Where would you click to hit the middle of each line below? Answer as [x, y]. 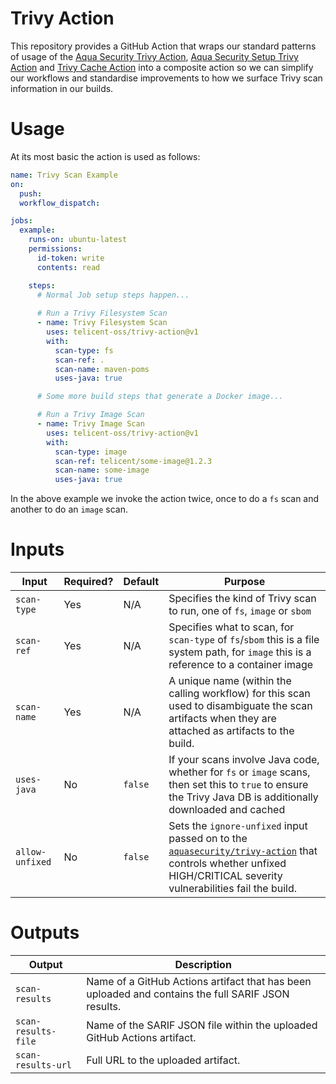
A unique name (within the [230, 681]
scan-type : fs [84, 350]
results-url [44, 1065]
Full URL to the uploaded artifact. [163, 1060]
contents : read [68, 267]
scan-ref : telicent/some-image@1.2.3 [133, 461]
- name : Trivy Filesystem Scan [102, 323]
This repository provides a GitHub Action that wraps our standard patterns [163, 46]
